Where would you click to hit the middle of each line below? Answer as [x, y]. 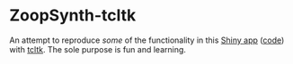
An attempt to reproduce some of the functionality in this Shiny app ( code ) [147, 40]
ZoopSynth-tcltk [73, 16]
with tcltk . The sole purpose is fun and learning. [98, 49]
